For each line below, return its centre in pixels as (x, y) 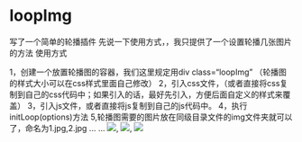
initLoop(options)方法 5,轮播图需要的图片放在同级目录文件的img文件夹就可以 (151, 117)
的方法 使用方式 (38, 53)
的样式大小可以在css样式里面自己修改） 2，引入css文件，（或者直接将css (145, 83)
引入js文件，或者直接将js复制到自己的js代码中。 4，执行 (144, 105)
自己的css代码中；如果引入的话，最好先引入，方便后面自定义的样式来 (154, 94)
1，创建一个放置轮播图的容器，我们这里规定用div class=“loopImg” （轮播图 (148, 72)
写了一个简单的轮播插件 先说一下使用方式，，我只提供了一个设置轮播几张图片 (151, 41)
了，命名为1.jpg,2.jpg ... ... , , (71, 128)
